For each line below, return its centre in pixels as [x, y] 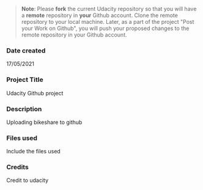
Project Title [25, 80]
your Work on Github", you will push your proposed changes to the [105, 28]
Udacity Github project [35, 93]
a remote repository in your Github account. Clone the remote [100, 15]
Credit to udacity [28, 180]
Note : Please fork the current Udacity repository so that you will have [109, 9]
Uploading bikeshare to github [44, 122]
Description [24, 109]
